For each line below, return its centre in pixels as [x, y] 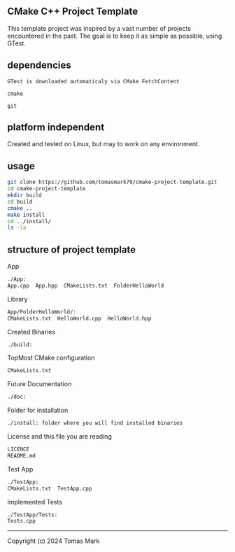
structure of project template [72, 249]
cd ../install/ [29, 221]
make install [26, 215]
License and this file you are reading [59, 437]
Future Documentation [40, 384]
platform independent [56, 128]
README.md [22, 455]
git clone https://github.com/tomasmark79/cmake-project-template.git [112, 182]
